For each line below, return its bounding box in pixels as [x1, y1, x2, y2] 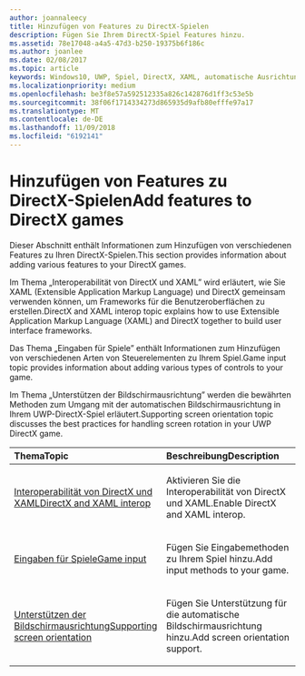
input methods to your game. [166, 563, 290, 576]
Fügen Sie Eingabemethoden [166, 540, 290, 553]
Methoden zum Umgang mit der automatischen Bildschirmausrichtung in [9, 399, 281, 409]
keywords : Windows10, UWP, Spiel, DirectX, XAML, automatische [9, 73, 254, 82]
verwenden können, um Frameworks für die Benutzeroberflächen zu [9, 296, 265, 307]
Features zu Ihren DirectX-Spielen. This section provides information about [9, 249, 287, 260]
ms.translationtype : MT [9, 106, 100, 116]
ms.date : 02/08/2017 [9, 55, 88, 65]
